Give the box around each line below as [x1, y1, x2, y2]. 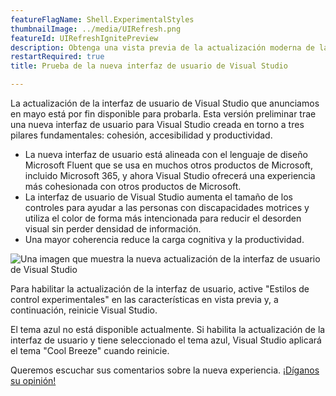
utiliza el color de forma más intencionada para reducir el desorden [24, 212, 302, 224]
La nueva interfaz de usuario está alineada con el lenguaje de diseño [24, 149, 308, 160]
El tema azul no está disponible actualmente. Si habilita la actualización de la [10, 324, 326, 335]
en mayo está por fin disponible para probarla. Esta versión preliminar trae [10, 108, 317, 120]
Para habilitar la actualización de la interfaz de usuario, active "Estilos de [10, 283, 310, 295]
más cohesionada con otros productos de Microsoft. [24, 181, 242, 192]
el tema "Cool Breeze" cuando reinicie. [10, 345, 170, 356]
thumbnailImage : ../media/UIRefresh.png [10, 24, 182, 34]
